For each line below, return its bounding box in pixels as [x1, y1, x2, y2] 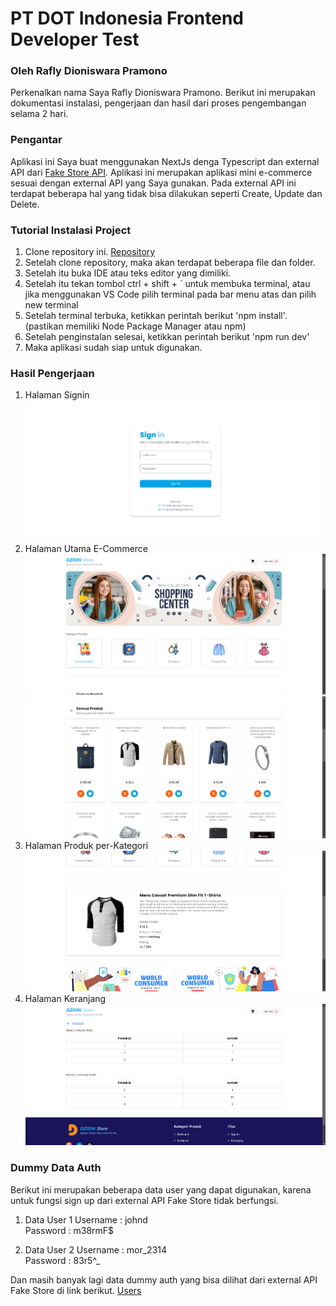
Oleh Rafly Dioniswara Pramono [10, 64, 168, 78]
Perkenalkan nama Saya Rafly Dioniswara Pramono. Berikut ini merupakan [10, 87, 316, 99]
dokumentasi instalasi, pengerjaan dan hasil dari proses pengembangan [10, 97, 307, 109]
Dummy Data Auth [10, 1161, 102, 1175]
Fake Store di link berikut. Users [10, 1284, 142, 1296]
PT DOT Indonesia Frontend [10, 7, 245, 30]
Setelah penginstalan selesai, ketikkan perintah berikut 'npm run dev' [24, 331, 310, 343]
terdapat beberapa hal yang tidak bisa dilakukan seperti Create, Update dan [10, 187, 323, 199]
